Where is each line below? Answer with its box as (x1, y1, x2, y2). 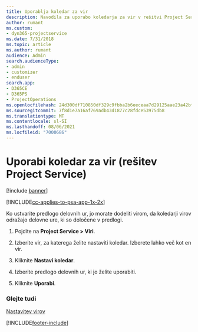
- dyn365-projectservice (6, 31, 67, 37)
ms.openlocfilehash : (6, 102, 57, 108)
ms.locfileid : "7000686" (6, 129, 67, 136)
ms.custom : (6, 25, 33, 31)
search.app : (6, 80, 35, 86)
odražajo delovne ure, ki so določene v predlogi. (6, 216, 124, 223)
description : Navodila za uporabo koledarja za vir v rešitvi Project (6, 14, 183, 20)
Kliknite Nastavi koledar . (14, 256, 75, 263)
